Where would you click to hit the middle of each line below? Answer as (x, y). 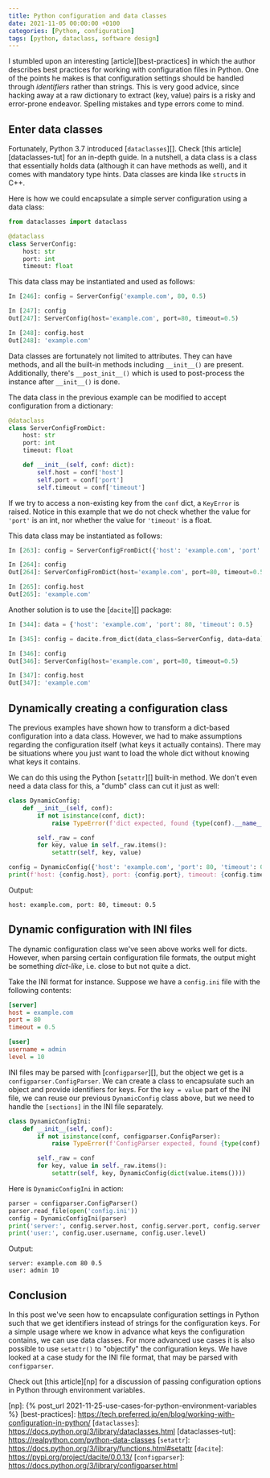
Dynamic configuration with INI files (100, 930)
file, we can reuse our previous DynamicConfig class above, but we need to (131, 1098)
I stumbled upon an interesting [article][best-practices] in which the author (132, 61)
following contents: (40, 990)
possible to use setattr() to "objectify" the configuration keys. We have (128, 1349)
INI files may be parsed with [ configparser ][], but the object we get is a (126, 1072)
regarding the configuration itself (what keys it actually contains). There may (135, 745)
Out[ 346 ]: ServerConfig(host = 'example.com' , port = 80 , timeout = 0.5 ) (124, 661)
